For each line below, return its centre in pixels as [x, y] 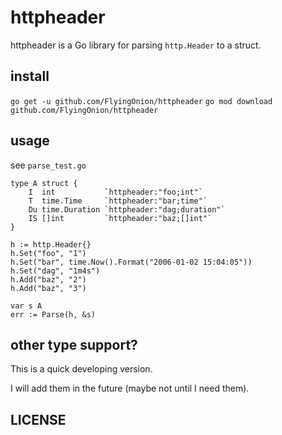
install [30, 76]
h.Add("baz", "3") [48, 288]
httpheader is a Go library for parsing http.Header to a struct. [136, 45]
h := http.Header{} [51, 244]
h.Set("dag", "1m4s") [55, 271]
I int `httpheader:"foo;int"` [115, 192]
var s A [26, 306]
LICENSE [38, 419]
